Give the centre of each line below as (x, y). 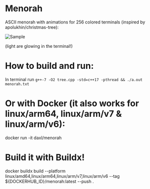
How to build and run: (50, 66)
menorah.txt (17, 84)
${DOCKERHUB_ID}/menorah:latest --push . (50, 181)
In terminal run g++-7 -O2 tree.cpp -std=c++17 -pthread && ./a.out (74, 79)
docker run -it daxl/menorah (33, 138)
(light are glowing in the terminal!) (39, 46)
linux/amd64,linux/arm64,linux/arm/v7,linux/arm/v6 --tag (62, 176)
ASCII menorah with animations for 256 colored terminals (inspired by (75, 22)
